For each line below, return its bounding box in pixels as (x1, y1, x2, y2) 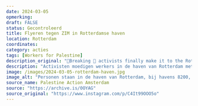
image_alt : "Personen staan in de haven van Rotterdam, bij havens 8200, (6, 74, 192, 80)
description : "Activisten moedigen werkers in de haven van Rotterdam (6, 63, 183, 69)
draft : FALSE (6, 19, 38, 25)
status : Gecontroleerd (6, 25, 62, 31)
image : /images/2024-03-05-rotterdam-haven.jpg (6, 69, 126, 75)
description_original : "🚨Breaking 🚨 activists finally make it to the (6, 58, 183, 64)
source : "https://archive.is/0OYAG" (6, 85, 96, 91)
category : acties (6, 47, 49, 53)
